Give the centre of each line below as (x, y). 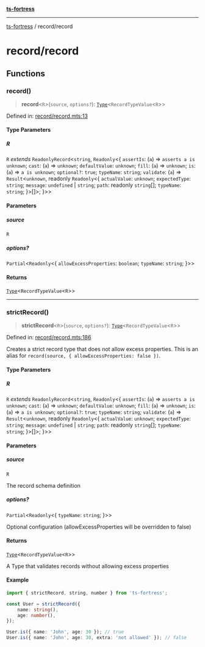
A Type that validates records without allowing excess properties (88, 566)
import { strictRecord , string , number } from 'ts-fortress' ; (87, 593)
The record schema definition (44, 485)
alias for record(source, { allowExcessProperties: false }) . (83, 356)
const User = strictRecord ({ (43, 604)
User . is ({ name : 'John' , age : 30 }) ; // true (65, 632)
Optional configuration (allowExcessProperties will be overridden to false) (99, 527)
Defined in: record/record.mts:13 (47, 116)
